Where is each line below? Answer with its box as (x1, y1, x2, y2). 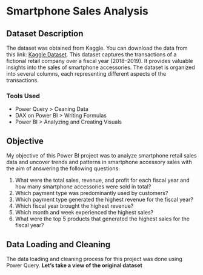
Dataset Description (6, 28, 84, 39)
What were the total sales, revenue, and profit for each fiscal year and (15, 177, 190, 184)
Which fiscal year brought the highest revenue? (15, 202, 134, 210)
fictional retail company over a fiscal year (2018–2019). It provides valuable (6, 58, 193, 64)
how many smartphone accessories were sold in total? (15, 183, 151, 190)
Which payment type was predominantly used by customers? (15, 190, 168, 197)
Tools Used (6, 91, 41, 100)
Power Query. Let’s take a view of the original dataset (6, 262, 142, 269)
